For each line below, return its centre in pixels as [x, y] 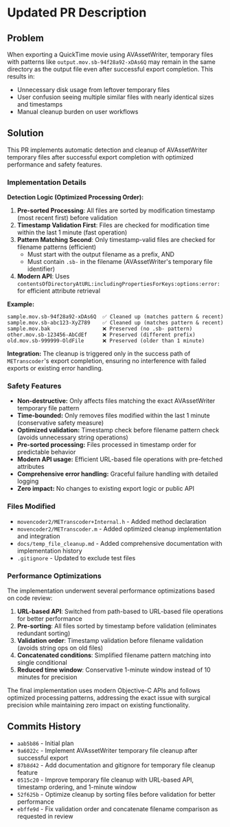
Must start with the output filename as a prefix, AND [101, 254]
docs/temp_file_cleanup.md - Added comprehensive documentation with [119, 543]
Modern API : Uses [43, 276]
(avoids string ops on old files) [60, 648]
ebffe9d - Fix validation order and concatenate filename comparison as [117, 808]
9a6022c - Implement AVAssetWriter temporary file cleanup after [107, 750]
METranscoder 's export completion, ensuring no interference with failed [107, 361]
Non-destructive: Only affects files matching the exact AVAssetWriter [116, 401]
